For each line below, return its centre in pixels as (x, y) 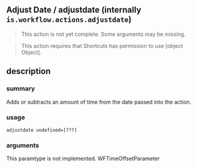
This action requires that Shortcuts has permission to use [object (102, 45)
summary (21, 89)
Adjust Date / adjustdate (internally (74, 10)
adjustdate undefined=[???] (42, 130)
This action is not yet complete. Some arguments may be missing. (103, 34)
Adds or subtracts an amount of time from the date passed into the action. (99, 102)
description (28, 71)
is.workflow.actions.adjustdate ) (69, 20)
